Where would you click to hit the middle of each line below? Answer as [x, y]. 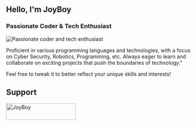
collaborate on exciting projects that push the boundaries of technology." [94, 62]
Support [21, 92]
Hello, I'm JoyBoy [39, 10]
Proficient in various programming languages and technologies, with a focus [98, 50]
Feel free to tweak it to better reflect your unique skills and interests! [89, 74]
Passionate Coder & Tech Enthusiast [59, 26]
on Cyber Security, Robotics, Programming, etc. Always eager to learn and [96, 56]
